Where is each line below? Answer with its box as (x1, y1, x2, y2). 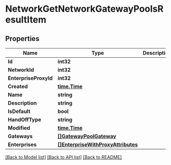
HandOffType (8, 116, 42, 123)
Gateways (8, 133, 33, 139)
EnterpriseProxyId (8, 75, 53, 82)
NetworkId (8, 66, 34, 73)
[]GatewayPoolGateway (58, 133, 117, 139)
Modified (8, 125, 31, 131)
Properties (5, 34, 40, 43)
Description (8, 100, 37, 106)
